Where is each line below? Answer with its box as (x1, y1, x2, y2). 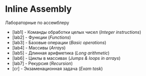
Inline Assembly (5, 3, 72, 15)
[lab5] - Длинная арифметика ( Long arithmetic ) (12, 50, 110, 56)
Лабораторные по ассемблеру (5, 20, 69, 25)
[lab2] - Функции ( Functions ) (12, 34, 71, 40)
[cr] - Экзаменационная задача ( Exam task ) (12, 65, 103, 72)
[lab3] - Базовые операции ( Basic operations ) (12, 39, 106, 45)
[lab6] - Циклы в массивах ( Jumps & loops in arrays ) (12, 55, 121, 61)
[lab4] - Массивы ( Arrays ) (12, 45, 66, 51)
